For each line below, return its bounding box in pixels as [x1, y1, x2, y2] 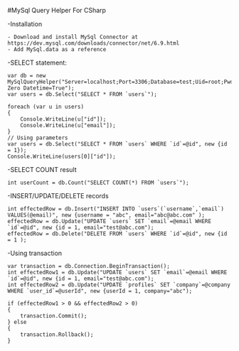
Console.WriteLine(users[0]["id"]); [7, 153, 116, 160]
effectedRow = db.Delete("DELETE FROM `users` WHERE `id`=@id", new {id [7, 230, 228, 237]
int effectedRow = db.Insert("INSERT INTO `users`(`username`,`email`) [7, 205, 224, 212]
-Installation [7, 20, 43, 28]
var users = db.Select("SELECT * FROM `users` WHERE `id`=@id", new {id [7, 141, 228, 148]
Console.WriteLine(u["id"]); [20, 116, 107, 123]
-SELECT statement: [7, 58, 68, 67]
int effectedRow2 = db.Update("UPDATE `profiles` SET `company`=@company [7, 281, 231, 288]
